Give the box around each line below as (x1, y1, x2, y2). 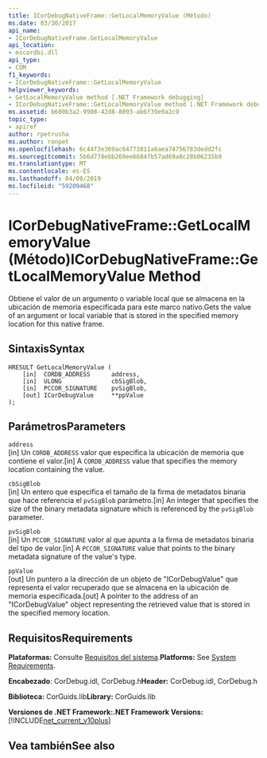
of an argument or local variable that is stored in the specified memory (8, 310, 239, 320)
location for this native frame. (8, 319, 105, 328)
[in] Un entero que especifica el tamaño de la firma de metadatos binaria (8, 487, 246, 497)
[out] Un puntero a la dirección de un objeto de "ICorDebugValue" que (8, 575, 238, 584)
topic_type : (8, 116, 48, 124)
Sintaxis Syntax (8, 342, 85, 355)
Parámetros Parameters (8, 419, 126, 433)
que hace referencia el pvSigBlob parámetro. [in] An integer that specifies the (8, 496, 259, 505)
